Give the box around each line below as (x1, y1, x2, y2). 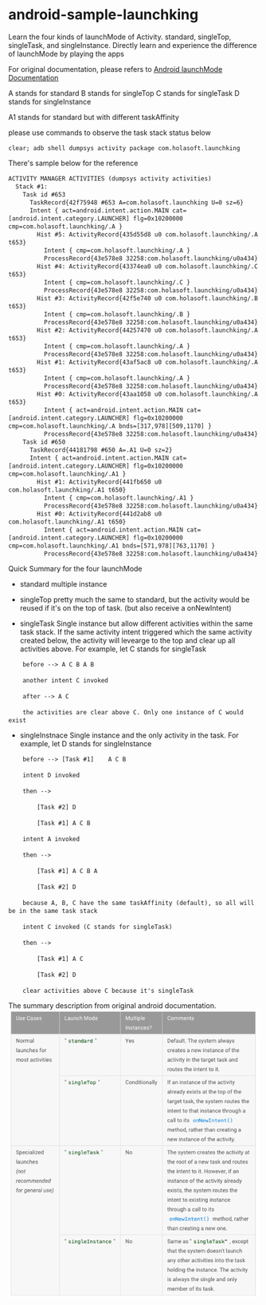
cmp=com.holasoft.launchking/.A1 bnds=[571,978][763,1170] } (8, 541, 216, 550)
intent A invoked (22, 835, 80, 843)
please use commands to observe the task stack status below (8, 128, 211, 137)
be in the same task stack (8, 907, 98, 915)
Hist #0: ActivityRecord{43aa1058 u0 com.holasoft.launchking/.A (37, 390, 259, 398)
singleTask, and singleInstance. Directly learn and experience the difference (8, 40, 257, 49)
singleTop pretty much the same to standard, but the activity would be (19, 595, 250, 604)
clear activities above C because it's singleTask (22, 987, 194, 995)
